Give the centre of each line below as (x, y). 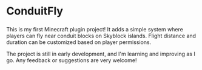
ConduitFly (35, 11)
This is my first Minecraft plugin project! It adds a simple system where (95, 30)
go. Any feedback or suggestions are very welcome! (72, 60)
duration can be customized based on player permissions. (79, 42)
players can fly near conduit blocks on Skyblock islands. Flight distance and (101, 36)
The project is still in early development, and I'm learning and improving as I (101, 54)
